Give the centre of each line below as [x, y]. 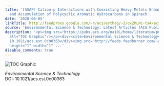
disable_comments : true [29, 50]
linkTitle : [16, 23]
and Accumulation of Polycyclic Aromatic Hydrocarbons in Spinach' [80, 14]
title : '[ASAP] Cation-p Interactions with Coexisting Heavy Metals [76, 9]
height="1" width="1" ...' [37, 46]
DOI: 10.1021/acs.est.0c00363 [35, 79]
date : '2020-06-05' [25, 18]
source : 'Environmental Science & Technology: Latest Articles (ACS [76, 28]
